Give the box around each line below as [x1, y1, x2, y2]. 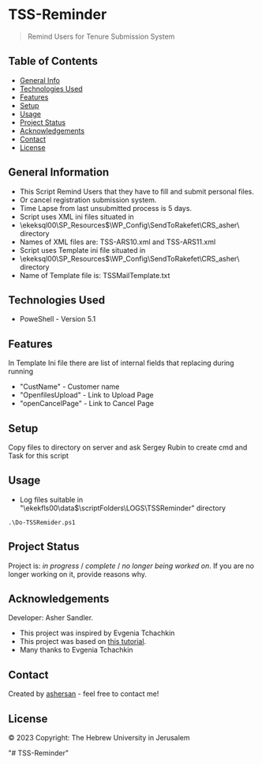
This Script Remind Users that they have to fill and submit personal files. [19, 186, 255, 196]
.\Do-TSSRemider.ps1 [8, 518, 77, 526]
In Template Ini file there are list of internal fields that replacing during [8, 358, 234, 368]
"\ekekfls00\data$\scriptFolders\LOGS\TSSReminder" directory [19, 503, 226, 513]
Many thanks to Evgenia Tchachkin [19, 645, 133, 655]
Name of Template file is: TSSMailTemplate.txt [19, 270, 170, 280]
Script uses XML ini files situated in [19, 212, 134, 221]
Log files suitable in [19, 495, 84, 504]
